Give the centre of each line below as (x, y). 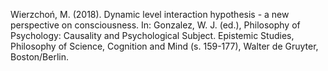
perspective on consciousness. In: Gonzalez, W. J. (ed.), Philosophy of (155, 25)
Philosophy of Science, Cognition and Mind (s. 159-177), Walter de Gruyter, (164, 46)
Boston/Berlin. (39, 57)
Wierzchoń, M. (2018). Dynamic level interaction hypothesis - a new (150, 14)
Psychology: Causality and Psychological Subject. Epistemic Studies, (152, 35)
